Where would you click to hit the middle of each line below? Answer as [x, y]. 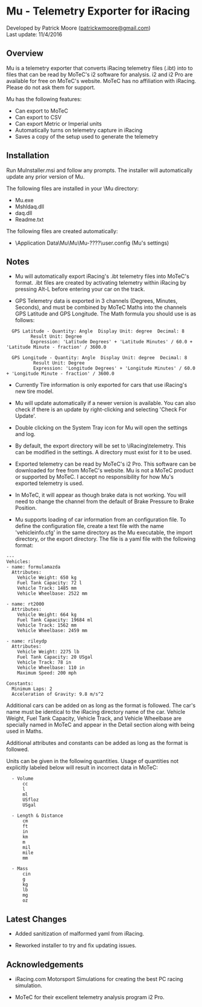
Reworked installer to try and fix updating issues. [76, 945]
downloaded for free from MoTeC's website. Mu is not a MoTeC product [104, 470]
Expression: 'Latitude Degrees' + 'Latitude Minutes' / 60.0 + [112, 342]
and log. [25, 434]
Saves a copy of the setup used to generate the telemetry [87, 136]
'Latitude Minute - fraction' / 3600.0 [56, 347]
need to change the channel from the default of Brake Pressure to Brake [104, 501]
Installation [28, 156]
